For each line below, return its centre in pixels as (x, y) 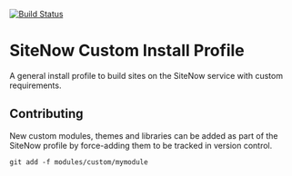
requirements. (35, 85)
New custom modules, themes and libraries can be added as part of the (144, 135)
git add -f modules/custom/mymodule (79, 162)
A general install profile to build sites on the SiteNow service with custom (146, 75)
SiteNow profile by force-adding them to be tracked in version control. (141, 145)
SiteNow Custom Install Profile (127, 51)
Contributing (46, 114)
